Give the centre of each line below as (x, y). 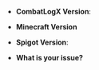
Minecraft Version (46, 27)
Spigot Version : (42, 42)
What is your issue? (49, 58)
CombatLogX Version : (53, 12)
